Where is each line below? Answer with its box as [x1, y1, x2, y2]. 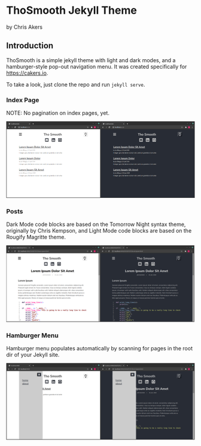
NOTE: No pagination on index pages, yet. [6, 109, 109, 117]
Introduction [6, 41, 54, 51]
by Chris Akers [6, 23, 43, 30]
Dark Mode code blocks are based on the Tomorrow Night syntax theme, [6, 221, 186, 228]
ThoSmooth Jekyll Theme [6, 4, 138, 17]
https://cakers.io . [6, 69, 48, 77]
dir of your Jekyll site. [6, 351, 60, 359]
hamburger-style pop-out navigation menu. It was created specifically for [6, 63, 187, 70]
